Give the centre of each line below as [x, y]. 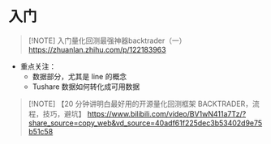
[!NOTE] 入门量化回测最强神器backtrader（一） [107, 40]
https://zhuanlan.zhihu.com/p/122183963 [97, 49]
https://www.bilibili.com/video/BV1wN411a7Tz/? [167, 113]
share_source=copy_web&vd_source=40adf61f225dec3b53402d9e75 [145, 123]
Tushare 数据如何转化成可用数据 [86, 87]
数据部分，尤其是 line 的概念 [80, 76]
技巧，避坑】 [64, 113]
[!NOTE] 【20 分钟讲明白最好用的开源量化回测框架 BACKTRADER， [140, 104]
